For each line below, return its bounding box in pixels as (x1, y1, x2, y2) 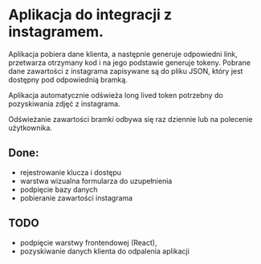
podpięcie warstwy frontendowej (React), (19, 238, 157, 247)
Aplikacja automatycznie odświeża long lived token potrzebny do (8, 90, 223, 100)
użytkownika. (8, 123, 52, 132)
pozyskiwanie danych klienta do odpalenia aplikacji (19, 246, 190, 256)
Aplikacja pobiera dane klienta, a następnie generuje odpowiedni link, (8, 49, 239, 59)
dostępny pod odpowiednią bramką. (8, 75, 128, 84)
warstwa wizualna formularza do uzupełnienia (19, 176, 173, 185)
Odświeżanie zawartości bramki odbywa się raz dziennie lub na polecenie (8, 114, 253, 124)
